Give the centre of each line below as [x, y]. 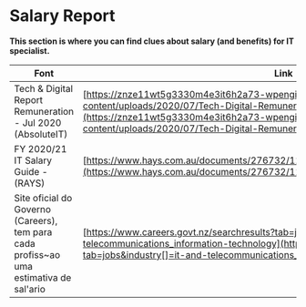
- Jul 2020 [38, 122]
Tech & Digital [44, 88]
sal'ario [30, 289]
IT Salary [33, 160]
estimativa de [43, 277]
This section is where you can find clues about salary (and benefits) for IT [152, 41]
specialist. [30, 50]
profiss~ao [37, 254]
